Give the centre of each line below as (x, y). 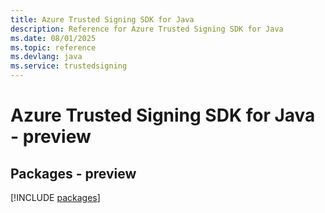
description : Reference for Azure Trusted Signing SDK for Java (147, 29)
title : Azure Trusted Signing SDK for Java (102, 19)
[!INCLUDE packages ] (55, 197)
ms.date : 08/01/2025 (53, 38)
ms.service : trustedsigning (69, 66)
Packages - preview (73, 173)
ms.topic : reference (53, 47)
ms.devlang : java (46, 57)
